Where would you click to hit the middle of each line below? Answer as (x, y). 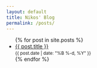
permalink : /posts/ (31, 23)
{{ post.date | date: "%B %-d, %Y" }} (53, 54)
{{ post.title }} (32, 46)
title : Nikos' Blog (31, 17)
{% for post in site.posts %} (49, 40)
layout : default (26, 12)
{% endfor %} (32, 59)
